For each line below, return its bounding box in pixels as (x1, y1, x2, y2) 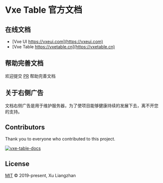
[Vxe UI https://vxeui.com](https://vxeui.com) (12, 39, 103, 44)
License (5, 160, 30, 168)
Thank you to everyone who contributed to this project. (5, 136, 116, 142)
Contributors (5, 123, 45, 132)
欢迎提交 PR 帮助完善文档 (5, 73, 56, 79)
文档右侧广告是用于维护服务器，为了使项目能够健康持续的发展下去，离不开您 (5, 102, 159, 108)
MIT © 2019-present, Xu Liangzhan (5, 173, 76, 179)
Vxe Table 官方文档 (5, 4, 83, 16)
